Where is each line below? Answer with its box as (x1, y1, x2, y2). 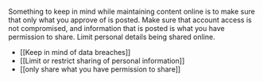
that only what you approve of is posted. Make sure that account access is (8, 15, 252, 25)
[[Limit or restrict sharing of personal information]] (19, 56, 185, 65)
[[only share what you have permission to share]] (19, 64, 181, 74)
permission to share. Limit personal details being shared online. (8, 32, 216, 41)
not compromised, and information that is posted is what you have (8, 24, 225, 33)
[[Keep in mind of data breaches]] (19, 48, 131, 57)
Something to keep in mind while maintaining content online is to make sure (8, 7, 256, 16)
